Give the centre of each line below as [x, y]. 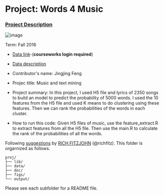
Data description [29, 64]
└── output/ [17, 179]
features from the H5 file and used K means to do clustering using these [86, 103]
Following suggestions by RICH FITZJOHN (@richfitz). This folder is [74, 143]
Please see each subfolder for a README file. [51, 188]
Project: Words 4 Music [54, 9]
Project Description [29, 25]
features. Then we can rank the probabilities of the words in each [79, 108]
